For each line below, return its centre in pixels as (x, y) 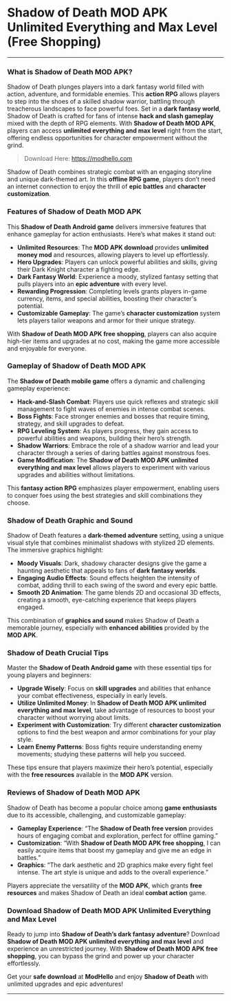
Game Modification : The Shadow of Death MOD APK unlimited (108, 460)
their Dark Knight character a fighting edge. (79, 269)
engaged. (31, 607)
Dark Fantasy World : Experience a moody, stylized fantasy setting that (118, 276)
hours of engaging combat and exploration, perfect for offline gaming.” (118, 835)
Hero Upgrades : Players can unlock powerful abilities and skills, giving (117, 262)
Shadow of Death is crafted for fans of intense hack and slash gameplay (110, 116)
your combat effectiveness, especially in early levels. (92, 696)
